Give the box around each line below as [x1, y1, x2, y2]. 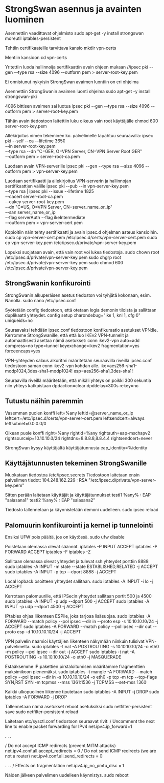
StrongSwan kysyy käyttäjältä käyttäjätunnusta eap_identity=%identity [5, 444, 148, 451]
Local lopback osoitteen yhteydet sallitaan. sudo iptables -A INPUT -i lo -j [5, 578, 153, 584]
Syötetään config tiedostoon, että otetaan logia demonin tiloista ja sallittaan [5, 307, 157, 313]
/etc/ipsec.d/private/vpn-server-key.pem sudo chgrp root [5, 254, 121, 260]
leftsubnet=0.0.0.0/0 [5, 420, 47, 426]
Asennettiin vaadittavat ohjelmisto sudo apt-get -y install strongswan [5, 30, 144, 36]
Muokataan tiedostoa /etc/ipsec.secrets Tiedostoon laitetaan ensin [5, 472, 140, 478]
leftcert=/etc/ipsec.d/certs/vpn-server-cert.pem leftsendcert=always [5, 415, 145, 421]
